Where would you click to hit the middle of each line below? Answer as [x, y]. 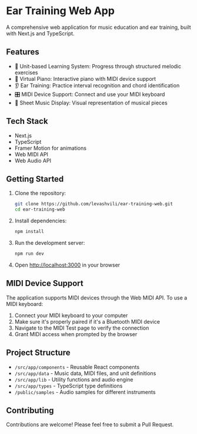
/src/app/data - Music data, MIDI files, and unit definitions [85, 373]
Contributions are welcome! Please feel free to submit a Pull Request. [90, 425]
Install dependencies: [41, 221]
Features [23, 52]
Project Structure [38, 353]
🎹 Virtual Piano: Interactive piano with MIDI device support [85, 78]
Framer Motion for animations [51, 148]
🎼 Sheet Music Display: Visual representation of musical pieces [91, 103]
